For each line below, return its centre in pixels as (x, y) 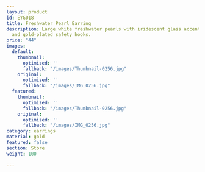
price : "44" (21, 40)
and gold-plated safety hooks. (52, 35)
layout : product (27, 12)
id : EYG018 (20, 18)
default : (23, 52)
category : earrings (31, 131)
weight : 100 (21, 154)
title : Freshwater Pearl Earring (49, 23)
